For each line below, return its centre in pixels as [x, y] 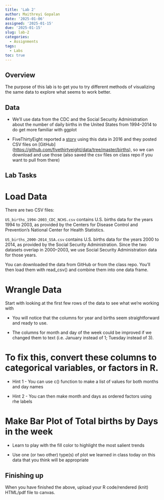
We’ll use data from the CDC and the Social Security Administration [80, 119]
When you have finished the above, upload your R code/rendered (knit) [77, 487]
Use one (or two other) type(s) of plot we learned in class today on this [84, 455]
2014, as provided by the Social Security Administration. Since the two [76, 245]
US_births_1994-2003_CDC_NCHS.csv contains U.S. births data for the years [79, 220]
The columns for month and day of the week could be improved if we [82, 333]
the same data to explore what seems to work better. [58, 92]
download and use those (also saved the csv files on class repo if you [82, 155]
